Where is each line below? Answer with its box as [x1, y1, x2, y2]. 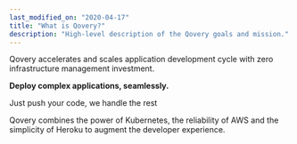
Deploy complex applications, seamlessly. [9, 81, 169, 92]
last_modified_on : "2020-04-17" [9, 12, 129, 22]
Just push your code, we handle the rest [9, 98, 158, 108]
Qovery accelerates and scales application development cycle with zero [9, 54, 274, 65]
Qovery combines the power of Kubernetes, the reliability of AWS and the [9, 115, 279, 125]
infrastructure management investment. [9, 63, 155, 74]
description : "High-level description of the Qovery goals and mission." [9, 29, 290, 38]
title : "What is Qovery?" [9, 21, 105, 30]
